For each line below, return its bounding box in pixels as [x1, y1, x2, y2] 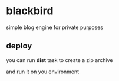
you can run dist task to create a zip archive [6, 56, 113, 63]
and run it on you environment [6, 68, 80, 75]
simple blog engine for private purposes [6, 24, 103, 31]
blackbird [6, 4, 54, 18]
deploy [6, 41, 32, 51]
